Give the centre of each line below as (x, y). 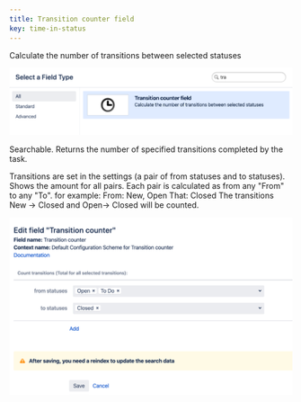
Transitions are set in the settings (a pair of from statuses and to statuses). (147, 176)
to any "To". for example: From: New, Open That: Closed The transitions (142, 196)
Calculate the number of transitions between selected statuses (125, 55)
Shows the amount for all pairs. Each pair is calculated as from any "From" (147, 186)
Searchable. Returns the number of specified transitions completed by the (146, 149)
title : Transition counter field (72, 19)
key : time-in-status (48, 28)
